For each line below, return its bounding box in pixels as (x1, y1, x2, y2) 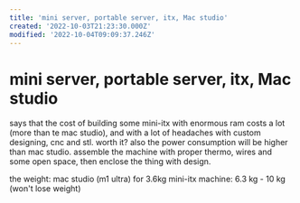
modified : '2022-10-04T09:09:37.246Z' (9, 30, 155, 39)
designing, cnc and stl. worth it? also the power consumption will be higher (9, 137, 288, 148)
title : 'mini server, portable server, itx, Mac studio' (9, 13, 229, 23)
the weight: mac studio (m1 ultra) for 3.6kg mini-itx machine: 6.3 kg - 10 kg (9, 173, 286, 185)
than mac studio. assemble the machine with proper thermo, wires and (9, 146, 273, 158)
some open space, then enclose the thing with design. (9, 156, 211, 167)
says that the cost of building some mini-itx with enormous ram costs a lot (9, 118, 286, 129)
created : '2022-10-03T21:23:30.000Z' (9, 22, 152, 31)
